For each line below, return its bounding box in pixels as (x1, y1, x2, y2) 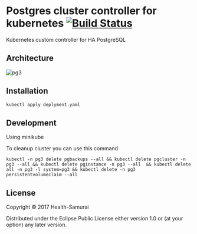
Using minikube (6, 134, 44, 141)
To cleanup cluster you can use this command (6, 145, 119, 152)
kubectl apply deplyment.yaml (6, 101, 81, 107)
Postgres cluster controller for (6, 4, 157, 18)
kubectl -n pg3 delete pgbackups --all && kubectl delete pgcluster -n (6, 156, 186, 163)
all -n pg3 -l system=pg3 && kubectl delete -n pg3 (6, 167, 136, 173)
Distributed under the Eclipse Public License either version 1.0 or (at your (6, 215, 183, 222)
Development (6, 118, 57, 128)
